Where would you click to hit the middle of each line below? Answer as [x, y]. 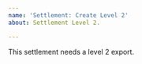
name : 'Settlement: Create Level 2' [68, 15]
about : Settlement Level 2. [54, 23]
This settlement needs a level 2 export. [71, 52]
